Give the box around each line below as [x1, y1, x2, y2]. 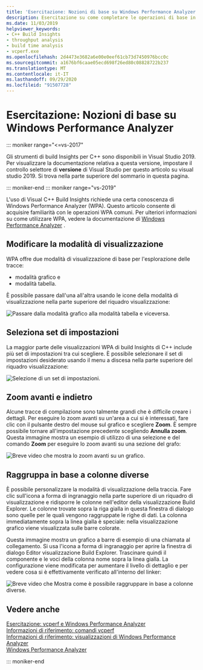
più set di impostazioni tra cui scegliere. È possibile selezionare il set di [6, 350, 183, 357]
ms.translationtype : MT [6, 65, 66, 72]
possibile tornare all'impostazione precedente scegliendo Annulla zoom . [6, 427, 187, 435]
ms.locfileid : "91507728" [6, 82, 71, 89]
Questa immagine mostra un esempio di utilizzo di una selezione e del [6, 434, 180, 441]
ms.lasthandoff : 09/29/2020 [6, 76, 77, 82]
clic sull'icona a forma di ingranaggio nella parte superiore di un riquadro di [6, 492, 193, 500]
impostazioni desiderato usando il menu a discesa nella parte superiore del [6, 356, 193, 364]
